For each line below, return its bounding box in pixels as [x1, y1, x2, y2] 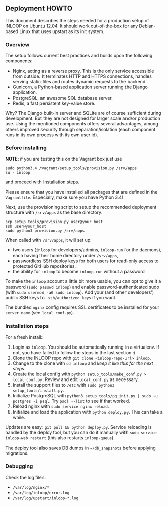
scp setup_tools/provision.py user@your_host [5, 219, 103, 225]
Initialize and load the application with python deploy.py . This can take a [12, 408, 163, 415]
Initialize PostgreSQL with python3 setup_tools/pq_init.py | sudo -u [12, 392, 158, 398]
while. [12, 414, 25, 420]
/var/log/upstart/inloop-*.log [12, 496, 79, 501]
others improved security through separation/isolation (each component [5, 126, 156, 133]
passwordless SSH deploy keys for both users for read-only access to [12, 258, 159, 264]
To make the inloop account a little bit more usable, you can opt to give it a [5, 278, 161, 284]
